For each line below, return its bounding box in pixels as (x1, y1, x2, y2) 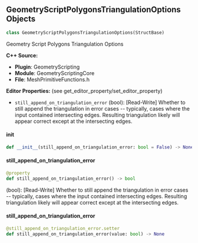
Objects (6, 14, 36, 24)
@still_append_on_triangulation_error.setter (6, 225, 120, 231)
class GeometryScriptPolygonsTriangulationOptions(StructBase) (6, 30, 165, 35)
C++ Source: (6, 51, 38, 59)
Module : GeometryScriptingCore (14, 69, 95, 76)
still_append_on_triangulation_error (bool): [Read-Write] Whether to (14, 99, 186, 106)
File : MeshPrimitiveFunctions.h (14, 76, 90, 83)
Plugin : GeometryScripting (14, 63, 80, 70)
